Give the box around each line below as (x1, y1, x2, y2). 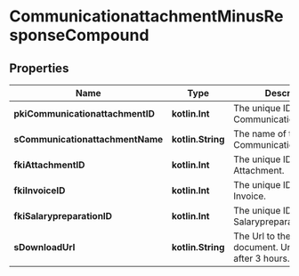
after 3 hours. (232, 252, 291, 264)
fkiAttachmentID (13, 158, 85, 171)
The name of (232, 127, 287, 140)
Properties (9, 61, 69, 76)
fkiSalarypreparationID (13, 210, 113, 222)
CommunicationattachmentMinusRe (9, 6, 284, 27)
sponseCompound (9, 25, 149, 45)
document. (232, 241, 279, 253)
